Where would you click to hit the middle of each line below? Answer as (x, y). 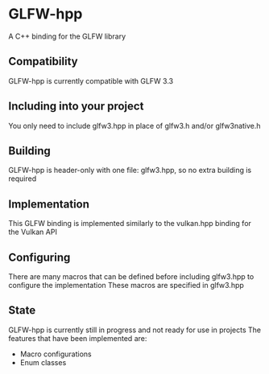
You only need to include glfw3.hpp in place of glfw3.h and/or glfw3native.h (134, 125)
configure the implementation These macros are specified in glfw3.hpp (126, 285)
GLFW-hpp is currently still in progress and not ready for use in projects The (135, 330)
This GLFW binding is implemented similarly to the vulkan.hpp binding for (130, 224)
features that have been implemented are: (78, 338)
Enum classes (43, 362)
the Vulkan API (33, 232)
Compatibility (43, 62)
